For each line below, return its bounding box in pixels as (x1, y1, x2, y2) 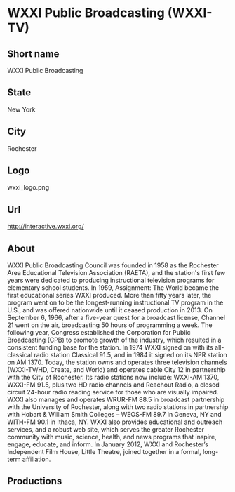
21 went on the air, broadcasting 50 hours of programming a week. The (7, 321, 213, 329)
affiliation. (22, 455, 51, 464)
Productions (7, 475, 62, 487)
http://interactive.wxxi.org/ (7, 222, 84, 231)
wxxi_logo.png (7, 183, 50, 192)
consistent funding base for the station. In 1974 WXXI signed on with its (7, 343, 214, 352)
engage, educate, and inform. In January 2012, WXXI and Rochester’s (7, 440, 208, 448)
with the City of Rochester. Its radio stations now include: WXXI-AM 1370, (7, 373, 220, 382)
